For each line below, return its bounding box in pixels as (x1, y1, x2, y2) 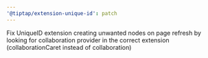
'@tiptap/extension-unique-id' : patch (6, 10, 117, 17)
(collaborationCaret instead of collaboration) (6, 43, 132, 51)
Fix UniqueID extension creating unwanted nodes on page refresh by (6, 29, 202, 37)
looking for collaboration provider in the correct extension (6, 35, 170, 44)
